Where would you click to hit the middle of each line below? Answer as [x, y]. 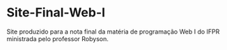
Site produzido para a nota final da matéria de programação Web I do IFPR [113, 32]
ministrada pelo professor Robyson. [58, 38]
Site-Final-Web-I [56, 13]
